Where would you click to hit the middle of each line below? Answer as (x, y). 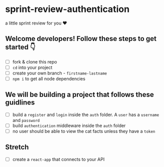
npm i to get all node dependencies (49, 78)
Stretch (17, 147)
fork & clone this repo (35, 61)
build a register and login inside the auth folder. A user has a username (86, 114)
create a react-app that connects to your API (58, 159)
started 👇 (20, 47)
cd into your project (32, 67)
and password (26, 120)
